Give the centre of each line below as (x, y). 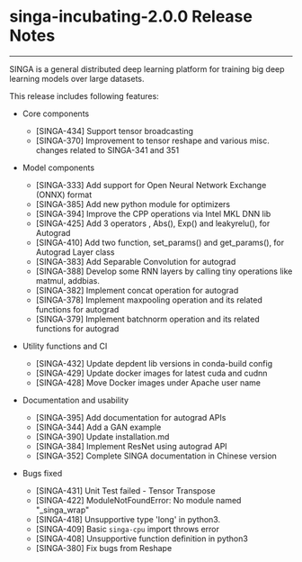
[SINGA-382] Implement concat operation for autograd (137, 290)
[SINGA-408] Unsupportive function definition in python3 (142, 539)
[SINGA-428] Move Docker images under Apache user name (148, 382)
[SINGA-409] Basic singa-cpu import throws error (128, 529)
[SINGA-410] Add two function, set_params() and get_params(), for (160, 242)
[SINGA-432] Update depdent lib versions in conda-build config (154, 363)
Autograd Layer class (75, 252)
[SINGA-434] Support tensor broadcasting (114, 131)
